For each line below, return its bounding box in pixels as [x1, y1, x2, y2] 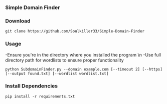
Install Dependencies [5, 82, 58, 89]
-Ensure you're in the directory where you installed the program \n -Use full [5, 51, 161, 57]
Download [5, 17, 31, 24]
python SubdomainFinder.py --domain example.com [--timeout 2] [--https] [5, 66, 163, 71]
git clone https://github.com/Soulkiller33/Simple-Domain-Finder [5, 29, 144, 34]
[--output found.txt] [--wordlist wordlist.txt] [5, 71, 109, 76]
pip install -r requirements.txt [5, 94, 75, 99]
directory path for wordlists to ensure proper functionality [5, 57, 124, 63]
